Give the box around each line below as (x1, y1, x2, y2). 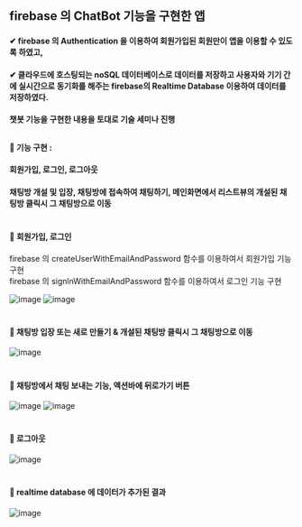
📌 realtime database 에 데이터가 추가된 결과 (9, 486, 167, 498)
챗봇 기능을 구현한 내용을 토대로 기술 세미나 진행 (9, 114, 176, 125)
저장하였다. (9, 91, 50, 102)
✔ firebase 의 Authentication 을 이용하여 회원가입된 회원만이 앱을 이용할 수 (9, 35, 277, 46)
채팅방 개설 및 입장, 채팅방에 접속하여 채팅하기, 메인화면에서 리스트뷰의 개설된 (9, 186, 279, 197)
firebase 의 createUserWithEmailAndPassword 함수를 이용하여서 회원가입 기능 (9, 253, 292, 263)
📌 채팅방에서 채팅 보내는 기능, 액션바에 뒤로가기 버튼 (9, 380, 190, 391)
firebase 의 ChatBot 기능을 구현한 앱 (9, 8, 206, 24)
